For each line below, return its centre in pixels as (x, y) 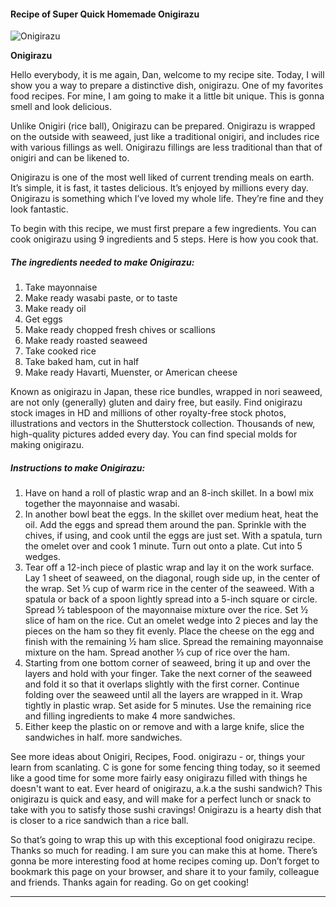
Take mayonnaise (61, 287)
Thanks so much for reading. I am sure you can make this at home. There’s (164, 851)
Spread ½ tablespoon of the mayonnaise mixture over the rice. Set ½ (166, 610)
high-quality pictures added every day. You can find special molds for (154, 434)
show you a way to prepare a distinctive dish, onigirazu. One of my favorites (167, 86)
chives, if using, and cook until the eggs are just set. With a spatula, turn (173, 536)
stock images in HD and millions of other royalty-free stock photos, (148, 413)
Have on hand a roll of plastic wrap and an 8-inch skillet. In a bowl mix (169, 493)
